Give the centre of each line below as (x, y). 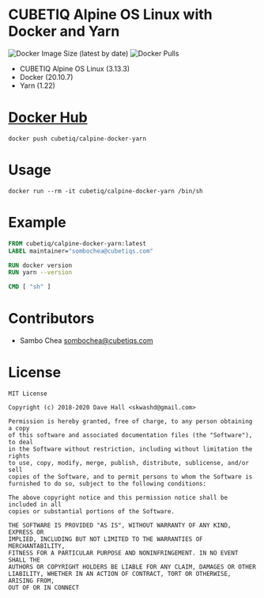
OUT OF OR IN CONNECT (44, 588)
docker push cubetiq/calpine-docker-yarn (77, 139)
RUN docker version (40, 265)
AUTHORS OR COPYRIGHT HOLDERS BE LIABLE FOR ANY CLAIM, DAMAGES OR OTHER (132, 567)
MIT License (28, 394)
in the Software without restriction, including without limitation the (130, 449)
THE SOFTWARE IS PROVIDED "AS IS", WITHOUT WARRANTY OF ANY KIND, (120, 525)
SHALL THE (25, 560)
